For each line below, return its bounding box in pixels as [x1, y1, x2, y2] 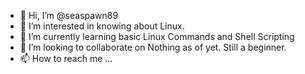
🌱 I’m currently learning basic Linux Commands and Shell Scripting [19, 31, 295, 42]
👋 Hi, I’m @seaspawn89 [19, 10, 119, 21]
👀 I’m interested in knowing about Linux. [19, 20, 185, 32]
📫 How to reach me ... [19, 53, 113, 64]
